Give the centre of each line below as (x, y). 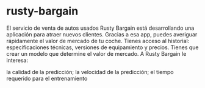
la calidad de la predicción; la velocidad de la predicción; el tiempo (90, 72)
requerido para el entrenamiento (47, 78)
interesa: (17, 60)
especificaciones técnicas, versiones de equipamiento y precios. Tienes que (103, 47)
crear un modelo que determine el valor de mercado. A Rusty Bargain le (96, 53)
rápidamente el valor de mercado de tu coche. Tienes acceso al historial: (98, 41)
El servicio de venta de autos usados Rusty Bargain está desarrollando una (100, 28)
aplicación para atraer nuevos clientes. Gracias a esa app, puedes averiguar (102, 34)
